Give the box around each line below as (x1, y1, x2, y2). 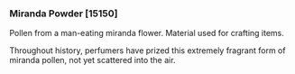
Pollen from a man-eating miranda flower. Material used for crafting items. (9, 28, 284, 39)
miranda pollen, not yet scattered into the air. (9, 55, 176, 66)
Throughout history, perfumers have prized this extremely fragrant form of (9, 45, 286, 56)
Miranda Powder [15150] (9, 7, 118, 20)
